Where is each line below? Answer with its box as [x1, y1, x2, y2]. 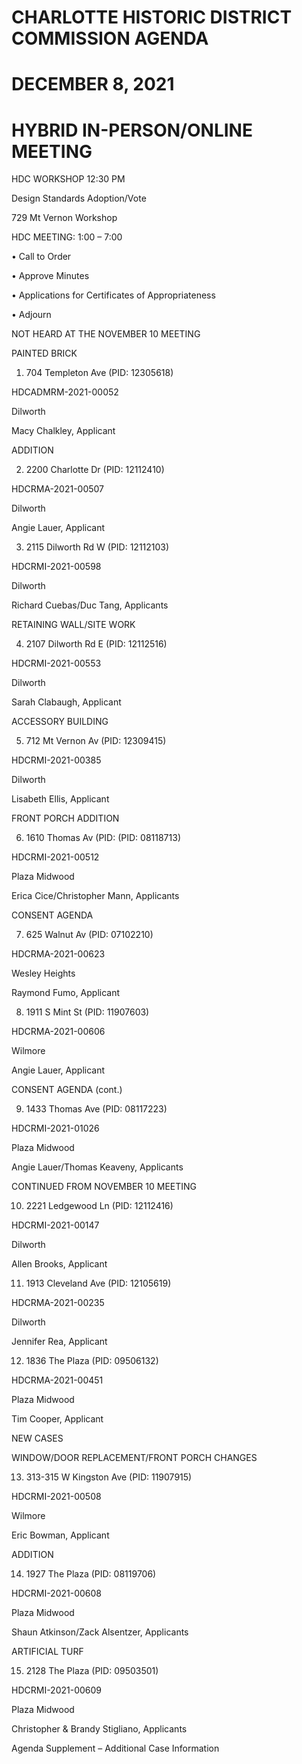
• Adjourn [11, 309, 52, 321]
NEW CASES [11, 1432, 64, 1445]
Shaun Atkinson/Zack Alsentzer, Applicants [11, 1626, 189, 1638]
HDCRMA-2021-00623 [11, 948, 106, 960]
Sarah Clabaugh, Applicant [11, 696, 122, 708]
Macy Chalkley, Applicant [11, 425, 116, 437]
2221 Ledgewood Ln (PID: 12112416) [25, 1200, 174, 1212]
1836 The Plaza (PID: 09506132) [25, 1355, 159, 1367]
